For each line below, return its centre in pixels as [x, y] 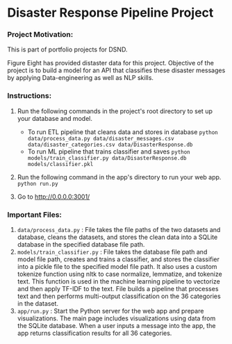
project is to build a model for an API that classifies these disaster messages [116, 70]
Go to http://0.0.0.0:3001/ [53, 197]
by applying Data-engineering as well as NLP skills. [81, 78]
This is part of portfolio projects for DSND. [67, 49]
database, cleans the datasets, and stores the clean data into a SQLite [117, 237]
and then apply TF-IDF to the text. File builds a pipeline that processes [118, 289]
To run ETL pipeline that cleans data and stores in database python [123, 132]
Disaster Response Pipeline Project [110, 13]
